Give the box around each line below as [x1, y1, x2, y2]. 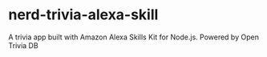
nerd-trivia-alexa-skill [8, 6, 159, 24]
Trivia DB [8, 40, 38, 50]
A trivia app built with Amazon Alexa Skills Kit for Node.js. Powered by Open [8, 32, 259, 42]
